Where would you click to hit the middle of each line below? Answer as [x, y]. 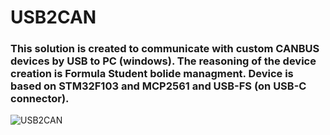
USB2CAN [53, 17]
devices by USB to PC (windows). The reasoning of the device [163, 61]
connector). [40, 99]
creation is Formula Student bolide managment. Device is [152, 74]
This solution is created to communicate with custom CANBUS [165, 49]
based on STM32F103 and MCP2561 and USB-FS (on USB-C [158, 86]
